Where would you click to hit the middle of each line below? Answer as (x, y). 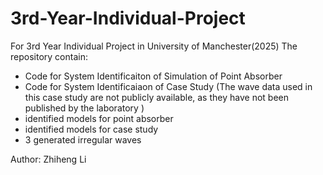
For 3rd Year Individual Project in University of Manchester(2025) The (154, 46)
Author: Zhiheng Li (48, 159)
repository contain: (49, 56)
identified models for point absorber (99, 118)
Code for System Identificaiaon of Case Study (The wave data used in (168, 86)
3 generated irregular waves (83, 139)
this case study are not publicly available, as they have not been (156, 97)
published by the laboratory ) (84, 108)
